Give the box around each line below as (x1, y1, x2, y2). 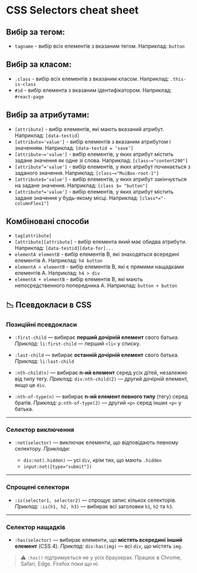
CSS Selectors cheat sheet (6, 4, 139, 17)
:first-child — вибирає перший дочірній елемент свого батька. (14, 334, 179, 341)
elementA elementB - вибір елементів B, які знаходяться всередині (14, 251, 180, 258)
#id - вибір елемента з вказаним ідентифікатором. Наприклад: (14, 86, 172, 94)
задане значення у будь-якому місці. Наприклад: (14, 194, 139, 201)
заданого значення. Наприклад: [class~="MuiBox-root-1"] (14, 169, 159, 176)
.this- (170, 76, 186, 82)
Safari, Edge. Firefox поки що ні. (20, 560, 100, 568)
